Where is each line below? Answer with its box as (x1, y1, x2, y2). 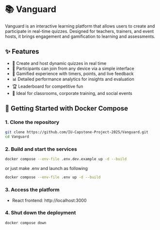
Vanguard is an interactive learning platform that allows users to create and (5, 23, 155, 29)
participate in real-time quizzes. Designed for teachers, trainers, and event (5, 28, 154, 34)
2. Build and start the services (5, 146, 78, 153)
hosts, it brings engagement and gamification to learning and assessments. (5, 33, 156, 39)
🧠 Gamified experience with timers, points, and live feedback (12, 71, 134, 77)
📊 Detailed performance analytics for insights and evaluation (12, 76, 135, 82)
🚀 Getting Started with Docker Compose (5, 105, 128, 113)
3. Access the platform (5, 186, 60, 193)
